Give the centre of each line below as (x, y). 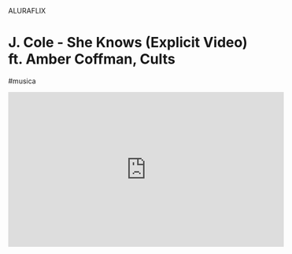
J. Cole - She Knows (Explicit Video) (128, 43)
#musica (22, 81)
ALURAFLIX (27, 11)
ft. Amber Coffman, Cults (92, 59)
